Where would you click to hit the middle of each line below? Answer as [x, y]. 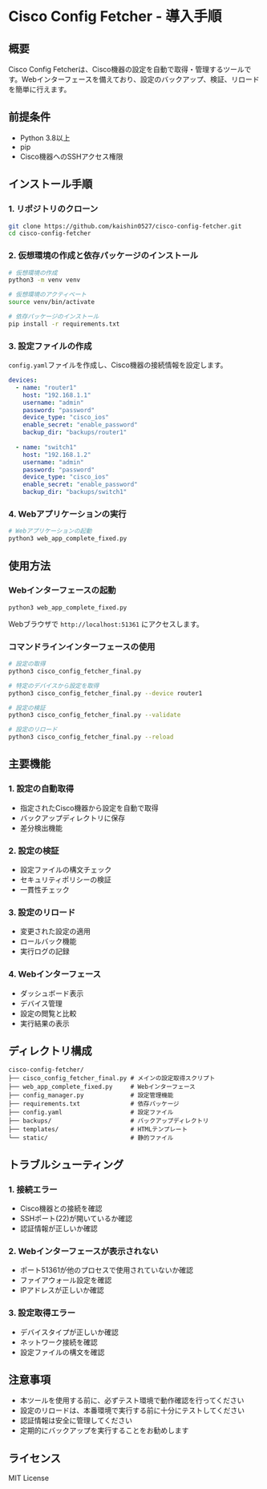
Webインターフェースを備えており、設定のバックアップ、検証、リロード [140, 79]
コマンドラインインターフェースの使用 [82, 646]
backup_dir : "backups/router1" [75, 433]
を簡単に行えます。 [40, 89]
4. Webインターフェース [55, 974]
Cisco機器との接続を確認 [61, 1208]
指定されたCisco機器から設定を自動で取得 [89, 807]
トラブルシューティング [66, 1165]
